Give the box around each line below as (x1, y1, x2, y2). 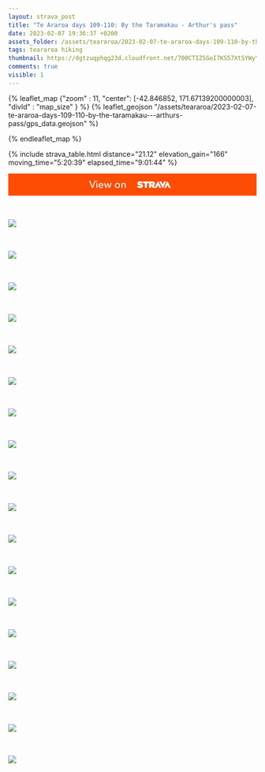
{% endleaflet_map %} (8, 134, 82, 144)
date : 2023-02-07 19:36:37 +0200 (8, 29, 118, 37)
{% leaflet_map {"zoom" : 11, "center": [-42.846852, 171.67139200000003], (8, 93, 254, 103)
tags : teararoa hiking (8, 46, 83, 54)
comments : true (8, 63, 58, 71)
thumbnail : (8, 54, 44, 62)
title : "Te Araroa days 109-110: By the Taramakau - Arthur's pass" (8, 21, 238, 29)
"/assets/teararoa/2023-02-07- (154, 102, 257, 111)
